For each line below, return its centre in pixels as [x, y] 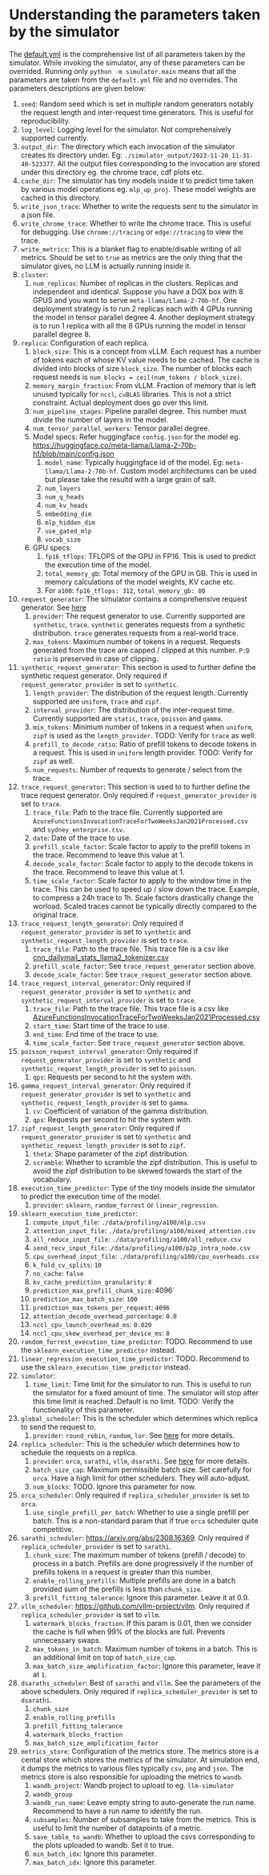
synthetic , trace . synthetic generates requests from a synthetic [139, 624]
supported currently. [54, 137]
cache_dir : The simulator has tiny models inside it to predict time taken [137, 180]
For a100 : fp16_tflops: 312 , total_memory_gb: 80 [125, 590]
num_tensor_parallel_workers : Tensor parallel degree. [121, 428]
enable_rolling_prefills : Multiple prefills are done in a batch [134, 1580]
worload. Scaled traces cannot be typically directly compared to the [145, 906]
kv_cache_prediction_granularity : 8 [92, 1281]
